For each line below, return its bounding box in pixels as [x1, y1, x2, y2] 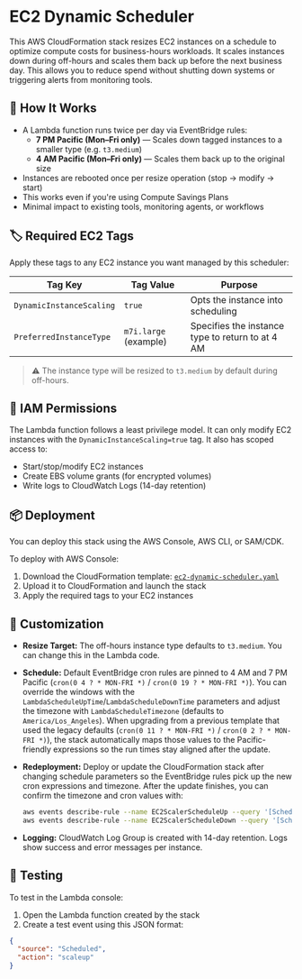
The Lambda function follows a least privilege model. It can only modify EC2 [9, 425, 292, 435]
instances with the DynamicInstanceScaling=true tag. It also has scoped [9, 435, 274, 445]
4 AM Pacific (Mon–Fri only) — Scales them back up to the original [35, 153, 286, 164]
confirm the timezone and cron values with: [22, 791, 184, 801]
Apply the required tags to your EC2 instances [22, 590, 194, 601]
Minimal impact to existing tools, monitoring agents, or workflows [22, 201, 264, 212]
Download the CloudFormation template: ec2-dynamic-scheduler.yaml [22, 571, 280, 582]
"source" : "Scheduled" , [17, 945, 106, 954]
